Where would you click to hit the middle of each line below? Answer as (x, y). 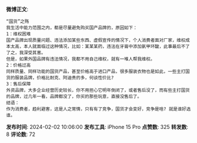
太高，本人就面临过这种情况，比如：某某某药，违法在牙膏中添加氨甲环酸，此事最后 (96, 46)
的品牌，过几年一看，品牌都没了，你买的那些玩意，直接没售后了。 (74, 97)
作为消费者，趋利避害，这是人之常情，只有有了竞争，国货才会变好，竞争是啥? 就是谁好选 (98, 109)
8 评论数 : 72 (21, 134)
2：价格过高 (19, 65)
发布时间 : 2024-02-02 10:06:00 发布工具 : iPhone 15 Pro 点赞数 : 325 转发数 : (97, 127)
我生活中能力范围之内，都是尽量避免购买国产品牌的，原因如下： (72, 28)
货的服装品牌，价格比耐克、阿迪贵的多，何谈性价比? (60, 78)
